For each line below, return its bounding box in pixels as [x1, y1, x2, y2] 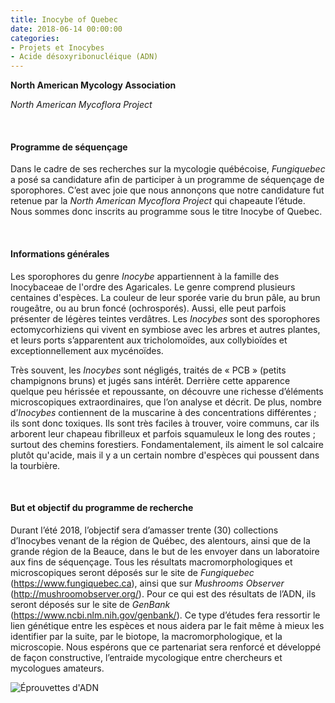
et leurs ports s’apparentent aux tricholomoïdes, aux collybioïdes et [10, 334, 288, 346]
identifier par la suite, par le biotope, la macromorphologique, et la [10, 630, 283, 642]
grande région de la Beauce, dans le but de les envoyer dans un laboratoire [10, 545, 320, 557]
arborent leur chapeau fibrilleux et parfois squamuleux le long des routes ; [10, 427, 316, 440]
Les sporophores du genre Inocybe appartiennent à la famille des [10, 270, 280, 282]
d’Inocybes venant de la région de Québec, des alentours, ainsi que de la [10, 534, 311, 546]
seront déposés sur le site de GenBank [10, 598, 171, 610]
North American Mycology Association [10, 79, 177, 91]
